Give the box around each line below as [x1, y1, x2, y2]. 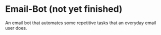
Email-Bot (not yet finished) [5, 3, 122, 15]
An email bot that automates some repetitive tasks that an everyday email [5, 20, 156, 26]
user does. [5, 25, 27, 31]
